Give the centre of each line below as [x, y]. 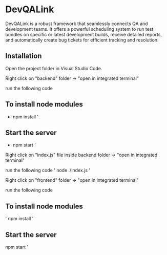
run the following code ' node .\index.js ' [48, 171]
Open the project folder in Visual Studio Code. [54, 68]
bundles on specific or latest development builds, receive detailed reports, [84, 34]
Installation [24, 56]
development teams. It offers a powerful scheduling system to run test [79, 29]
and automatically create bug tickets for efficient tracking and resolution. [82, 40]
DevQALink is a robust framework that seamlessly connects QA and [77, 24]
